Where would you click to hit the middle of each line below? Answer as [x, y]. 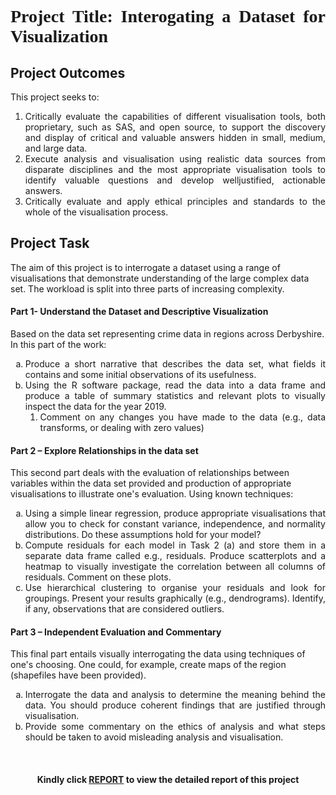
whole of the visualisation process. [96, 212]
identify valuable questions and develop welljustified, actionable [175, 180]
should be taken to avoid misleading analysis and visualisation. [154, 737]
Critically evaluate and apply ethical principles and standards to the [175, 201]
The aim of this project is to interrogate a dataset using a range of [145, 267]
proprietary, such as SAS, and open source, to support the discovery [175, 127]
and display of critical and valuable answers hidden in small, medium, [175, 137]
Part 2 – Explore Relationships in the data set [104, 450]
